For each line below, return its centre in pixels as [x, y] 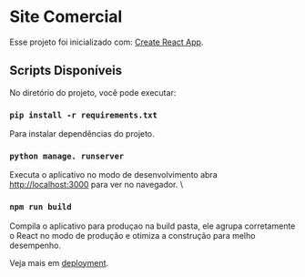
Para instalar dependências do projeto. [82, 134]
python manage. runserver [67, 156]
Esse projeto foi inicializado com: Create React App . [107, 42]
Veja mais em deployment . [59, 262]
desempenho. [36, 245]
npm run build [41, 207]
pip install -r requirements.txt [83, 115]
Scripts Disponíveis [66, 71]
